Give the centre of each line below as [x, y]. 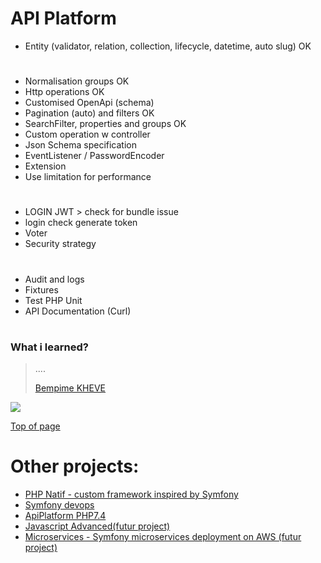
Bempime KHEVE [70, 388]
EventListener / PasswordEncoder [94, 156]
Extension [45, 166]
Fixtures [41, 289]
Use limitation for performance [88, 177]
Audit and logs [54, 279]
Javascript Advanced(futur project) [97, 526]
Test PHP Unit [53, 300]
